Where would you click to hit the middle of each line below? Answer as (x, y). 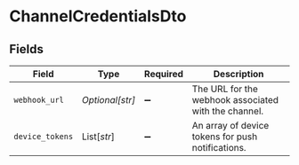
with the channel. (228, 111)
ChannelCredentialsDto (98, 16)
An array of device (230, 126)
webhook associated (235, 100)
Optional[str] (109, 100)
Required (164, 74)
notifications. (219, 148)
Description (238, 74)
